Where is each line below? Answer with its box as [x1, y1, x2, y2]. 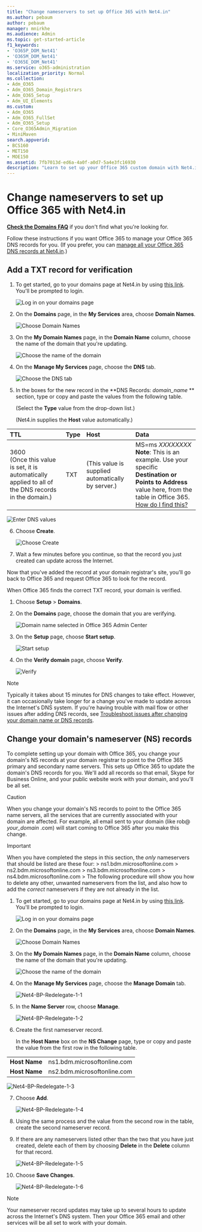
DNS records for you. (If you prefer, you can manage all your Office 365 [7, 241, 184, 249]
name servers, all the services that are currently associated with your [7, 811, 178, 818]
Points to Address [135, 478, 188, 486]
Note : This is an [135, 448, 180, 456]
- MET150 [7, 148, 29, 154]
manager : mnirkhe [7, 25, 50, 32]
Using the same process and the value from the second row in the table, [15, 1117, 194, 1125]
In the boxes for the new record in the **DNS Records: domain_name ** [15, 386, 195, 393]
